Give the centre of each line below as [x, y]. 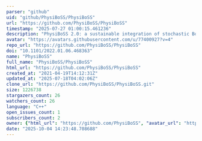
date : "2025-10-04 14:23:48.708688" [52, 129]
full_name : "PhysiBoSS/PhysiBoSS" [50, 62]
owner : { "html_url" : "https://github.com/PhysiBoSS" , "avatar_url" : [94, 124]
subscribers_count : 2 [33, 118]
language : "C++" [26, 106]
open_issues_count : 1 [33, 112]
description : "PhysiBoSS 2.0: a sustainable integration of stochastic [98, 34]
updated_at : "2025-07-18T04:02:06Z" [52, 79]
